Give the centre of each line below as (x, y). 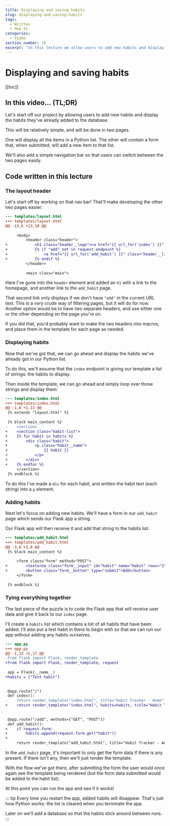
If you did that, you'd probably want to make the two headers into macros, (82, 324)
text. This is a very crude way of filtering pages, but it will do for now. (77, 303)
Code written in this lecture (49, 176)
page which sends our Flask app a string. (48, 518)
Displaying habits (27, 343)
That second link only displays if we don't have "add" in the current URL (80, 298)
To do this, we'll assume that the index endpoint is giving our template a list (83, 368)
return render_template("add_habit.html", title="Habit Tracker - (88, 743)
